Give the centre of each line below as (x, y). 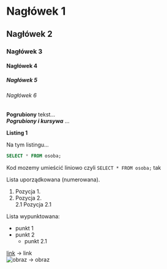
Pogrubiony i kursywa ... (38, 121)
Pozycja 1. (28, 191)
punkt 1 (24, 228)
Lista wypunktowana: (33, 216)
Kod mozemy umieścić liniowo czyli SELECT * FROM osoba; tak (84, 167)
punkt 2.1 (35, 241)
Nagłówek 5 (22, 80)
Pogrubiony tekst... (31, 114)
